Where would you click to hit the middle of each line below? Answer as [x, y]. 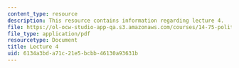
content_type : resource [43, 14]
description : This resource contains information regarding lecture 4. [116, 21]
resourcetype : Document [43, 40]
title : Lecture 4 [33, 47]
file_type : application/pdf [49, 34]
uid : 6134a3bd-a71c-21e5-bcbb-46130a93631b [73, 54]
